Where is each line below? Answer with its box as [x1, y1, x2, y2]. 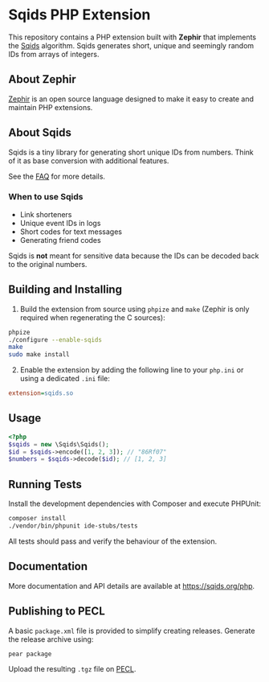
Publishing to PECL [8, 605, 106, 618]
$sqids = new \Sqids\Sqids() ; [8, 440, 110, 448]
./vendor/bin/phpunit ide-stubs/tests [8, 522, 138, 530]
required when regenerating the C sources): [19, 312, 166, 323]
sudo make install [8, 351, 70, 359]
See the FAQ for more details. [8, 171, 106, 181]
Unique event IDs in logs [19, 218, 101, 228]
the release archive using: [8, 634, 94, 644]
